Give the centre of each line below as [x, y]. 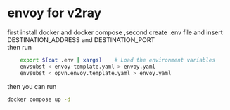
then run [20, 47]
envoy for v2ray [55, 13]
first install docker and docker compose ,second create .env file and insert [115, 32]
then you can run [32, 86]
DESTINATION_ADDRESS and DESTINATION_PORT [81, 39]
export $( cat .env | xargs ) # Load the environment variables [118, 60]
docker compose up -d [39, 99]
